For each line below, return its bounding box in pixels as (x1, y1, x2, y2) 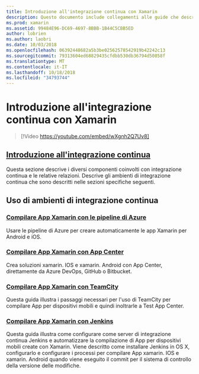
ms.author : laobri (6, 36, 52, 42)
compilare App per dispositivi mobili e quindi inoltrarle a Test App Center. (6, 302, 185, 309)
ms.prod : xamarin (6, 20, 49, 26)
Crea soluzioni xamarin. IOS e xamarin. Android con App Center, (6, 261, 163, 268)
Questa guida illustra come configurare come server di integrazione (6, 331, 171, 338)
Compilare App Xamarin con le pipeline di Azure (6, 213, 147, 221)
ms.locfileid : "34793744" (6, 75, 70, 81)
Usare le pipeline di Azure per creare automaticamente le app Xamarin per (6, 227, 187, 234)
